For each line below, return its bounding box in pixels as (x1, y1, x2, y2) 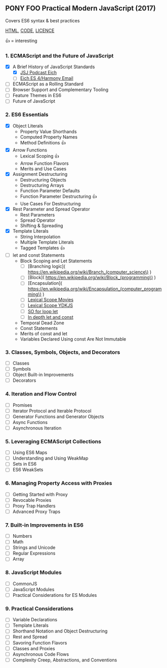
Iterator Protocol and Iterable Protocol (12, 408, 92, 414)
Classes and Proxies (12, 645, 55, 651)
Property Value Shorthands (20, 128, 77, 134)
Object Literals (12, 123, 43, 129)
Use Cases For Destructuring (20, 201, 81, 207)
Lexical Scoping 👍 (20, 153, 59, 159)
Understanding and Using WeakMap (12, 455, 89, 462)
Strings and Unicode (12, 544, 56, 551)
